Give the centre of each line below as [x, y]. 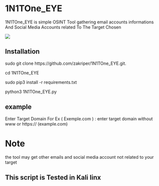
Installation [22, 52]
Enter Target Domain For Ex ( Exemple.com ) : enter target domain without [79, 119]
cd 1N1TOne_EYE [22, 73]
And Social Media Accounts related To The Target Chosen [63, 27]
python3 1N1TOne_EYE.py [31, 92]
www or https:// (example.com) [36, 124]
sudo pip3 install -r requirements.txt [41, 82]
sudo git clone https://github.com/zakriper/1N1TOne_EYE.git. [66, 63]
